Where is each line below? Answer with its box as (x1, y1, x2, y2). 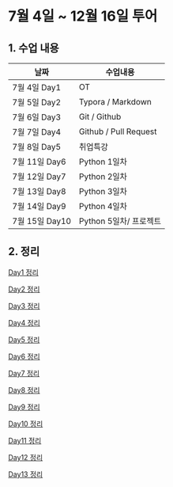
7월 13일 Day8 (12, 186, 66, 196)
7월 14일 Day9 (12, 201, 66, 211)
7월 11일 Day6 (12, 156, 66, 167)
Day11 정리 (8, 436, 42, 445)
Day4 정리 (8, 318, 41, 327)
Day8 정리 (8, 385, 40, 394)
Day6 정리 (8, 352, 41, 361)
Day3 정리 (8, 301, 40, 310)
